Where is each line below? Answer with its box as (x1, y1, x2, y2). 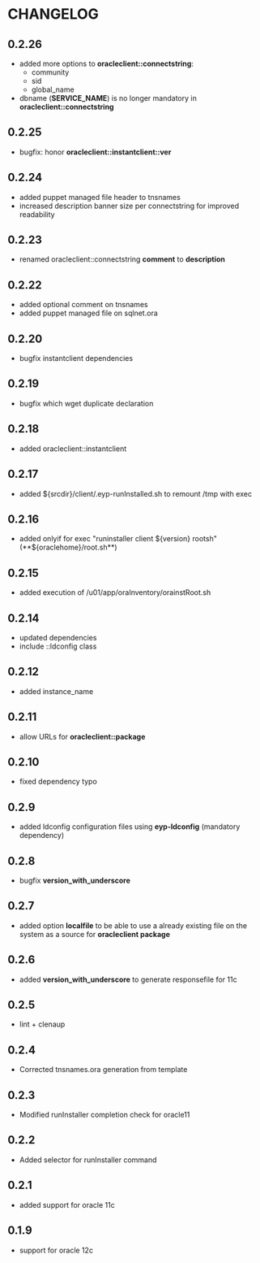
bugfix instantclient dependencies (19, 354, 134, 363)
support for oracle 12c (19, 1245, 94, 1255)
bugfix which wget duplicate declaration (19, 398, 154, 408)
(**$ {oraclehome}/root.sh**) (19, 542, 118, 553)
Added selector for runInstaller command (19, 1155, 157, 1165)
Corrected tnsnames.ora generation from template (19, 1065, 188, 1074)
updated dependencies (19, 632, 97, 642)
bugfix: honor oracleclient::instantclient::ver (19, 147, 172, 157)
